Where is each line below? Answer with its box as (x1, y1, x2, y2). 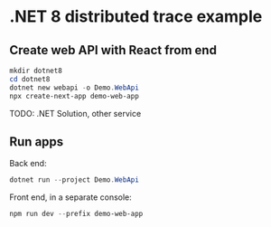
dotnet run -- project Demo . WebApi (9, 175, 140, 184)
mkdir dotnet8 (9, 66, 63, 75)
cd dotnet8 (9, 74, 51, 83)
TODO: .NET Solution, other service (9, 108, 142, 118)
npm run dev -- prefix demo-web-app (9, 210, 144, 219)
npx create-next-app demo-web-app (9, 91, 140, 100)
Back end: (9, 158, 47, 169)
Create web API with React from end (9, 43, 217, 58)
